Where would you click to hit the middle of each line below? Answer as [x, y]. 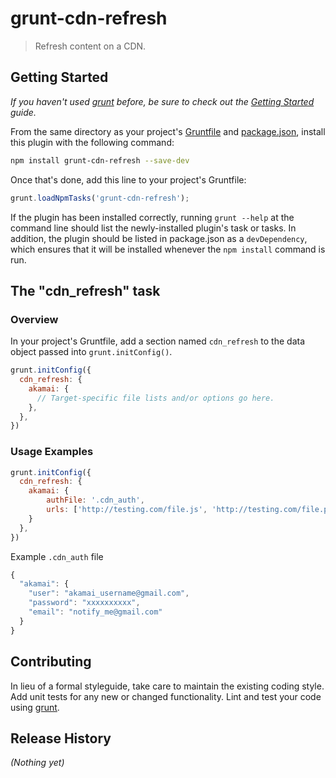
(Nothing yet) [37, 763]
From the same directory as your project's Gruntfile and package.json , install [168, 131]
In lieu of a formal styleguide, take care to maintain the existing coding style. [167, 686]
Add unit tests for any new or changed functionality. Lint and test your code [166, 696]
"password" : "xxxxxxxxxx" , [84, 603]
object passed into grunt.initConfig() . [91, 352]
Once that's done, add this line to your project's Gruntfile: [128, 179]
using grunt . [35, 707]
